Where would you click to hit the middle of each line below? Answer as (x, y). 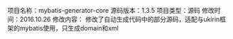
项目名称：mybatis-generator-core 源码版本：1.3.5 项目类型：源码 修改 (111, 10)
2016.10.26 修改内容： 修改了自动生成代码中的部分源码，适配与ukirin (120, 19)
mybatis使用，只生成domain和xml (69, 28)
